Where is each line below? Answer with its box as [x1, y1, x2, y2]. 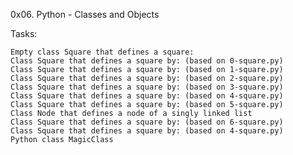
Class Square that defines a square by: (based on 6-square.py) [10, 117, 284, 127]
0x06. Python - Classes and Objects [10, 9, 160, 20]
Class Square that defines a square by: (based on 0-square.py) [10, 56, 284, 66]
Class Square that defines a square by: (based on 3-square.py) [10, 82, 284, 92]
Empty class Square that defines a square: [10, 47, 195, 57]
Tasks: [10, 28, 38, 39]
